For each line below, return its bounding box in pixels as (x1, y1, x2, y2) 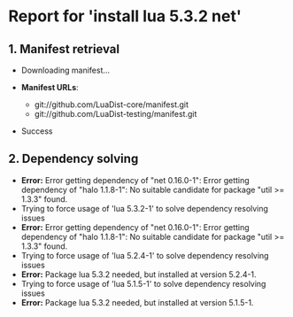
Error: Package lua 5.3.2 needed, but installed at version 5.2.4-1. (20, 268, 258, 280)
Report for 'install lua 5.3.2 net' (8, 6, 243, 27)
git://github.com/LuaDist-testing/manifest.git (34, 109, 197, 119)
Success (20, 126, 53, 136)
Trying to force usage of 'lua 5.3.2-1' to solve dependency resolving (20, 203, 269, 213)
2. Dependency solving (8, 151, 139, 166)
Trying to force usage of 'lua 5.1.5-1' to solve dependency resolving (20, 278, 266, 289)
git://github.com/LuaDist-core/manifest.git (34, 99, 189, 110)
